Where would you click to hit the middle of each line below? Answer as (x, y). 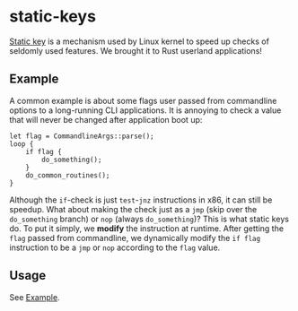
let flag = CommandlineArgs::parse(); (82, 136)
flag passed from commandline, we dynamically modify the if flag (135, 238)
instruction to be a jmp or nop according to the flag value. (115, 247)
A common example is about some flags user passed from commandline (143, 100)
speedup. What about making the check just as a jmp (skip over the (133, 209)
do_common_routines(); (68, 175)
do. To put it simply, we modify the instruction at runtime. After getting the (147, 228)
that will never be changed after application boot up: (106, 119)
